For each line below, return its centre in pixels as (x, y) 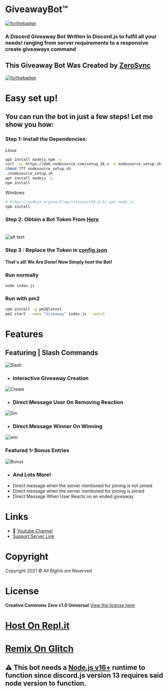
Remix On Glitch (40, 649)
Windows (15, 192)
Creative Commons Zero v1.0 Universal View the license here (70, 605)
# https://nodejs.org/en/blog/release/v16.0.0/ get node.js (70, 202)
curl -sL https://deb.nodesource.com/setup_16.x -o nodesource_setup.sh (83, 164)
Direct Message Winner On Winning (57, 426)
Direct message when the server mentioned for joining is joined (78, 491)
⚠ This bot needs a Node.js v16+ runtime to (75, 667)
